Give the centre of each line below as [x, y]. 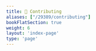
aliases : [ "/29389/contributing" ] [49, 17]
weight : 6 [18, 28]
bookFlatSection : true [34, 22]
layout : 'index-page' [33, 33]
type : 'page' [22, 39]
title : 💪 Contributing [34, 11]
